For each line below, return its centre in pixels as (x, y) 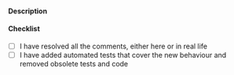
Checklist (24, 29)
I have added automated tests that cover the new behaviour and (123, 55)
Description (28, 11)
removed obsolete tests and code (74, 63)
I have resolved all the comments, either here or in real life (113, 46)
